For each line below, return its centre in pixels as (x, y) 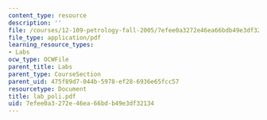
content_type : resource (48, 15)
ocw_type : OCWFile (39, 60)
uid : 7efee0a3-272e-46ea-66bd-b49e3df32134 (81, 103)
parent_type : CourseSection (55, 74)
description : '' (35, 23)
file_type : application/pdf (55, 37)
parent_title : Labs (41, 67)
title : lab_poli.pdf (43, 96)
